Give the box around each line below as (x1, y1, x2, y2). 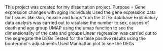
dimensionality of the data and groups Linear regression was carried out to (5, 30, 157, 36)
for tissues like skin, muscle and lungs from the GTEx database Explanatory (5, 15, 158, 20)
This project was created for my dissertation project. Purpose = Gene (5, 4, 146, 10)
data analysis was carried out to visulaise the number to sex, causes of (5, 20, 149, 25)
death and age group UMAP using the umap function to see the (5, 25, 134, 31)
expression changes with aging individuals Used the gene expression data (5, 9, 156, 15)
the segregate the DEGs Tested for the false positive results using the (5, 35, 146, 41)
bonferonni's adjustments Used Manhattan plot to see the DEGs (5, 41, 134, 46)
